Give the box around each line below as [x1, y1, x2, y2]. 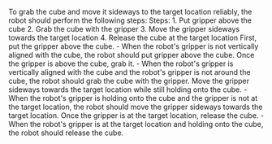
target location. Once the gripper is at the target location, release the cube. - [8, 111, 265, 120]
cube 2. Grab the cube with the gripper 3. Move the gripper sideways [8, 24, 240, 33]
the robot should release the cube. [8, 128, 124, 137]
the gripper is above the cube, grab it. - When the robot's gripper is [8, 59, 234, 68]
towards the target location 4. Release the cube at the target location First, [8, 33, 257, 42]
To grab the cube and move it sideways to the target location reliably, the [8, 7, 253, 16]
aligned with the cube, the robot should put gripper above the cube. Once [8, 50, 255, 59]
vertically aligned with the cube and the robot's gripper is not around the [8, 68, 251, 76]
